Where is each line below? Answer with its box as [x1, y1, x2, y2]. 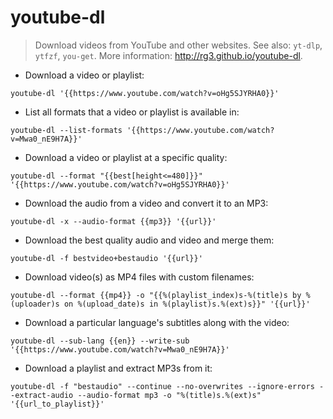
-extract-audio [10, 390, 74, 400]
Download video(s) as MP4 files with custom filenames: [24, 271, 255, 283]
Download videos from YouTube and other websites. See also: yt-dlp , [34, 39, 323, 51]
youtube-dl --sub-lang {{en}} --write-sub [10, 336, 190, 346]
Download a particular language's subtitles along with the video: [24, 316, 290, 328]
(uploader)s [10, 299, 60, 309]
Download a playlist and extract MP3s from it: [24, 362, 213, 374]
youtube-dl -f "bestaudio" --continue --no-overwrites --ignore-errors [10, 381, 315, 391]
